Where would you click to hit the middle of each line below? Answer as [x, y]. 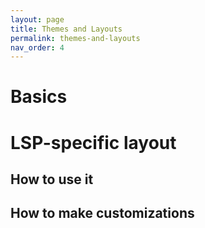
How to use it [52, 179]
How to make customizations [102, 213]
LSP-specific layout [93, 142]
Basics [39, 97]
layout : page [37, 19]
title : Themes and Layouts [66, 29]
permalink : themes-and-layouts [75, 38]
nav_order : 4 [37, 47]
